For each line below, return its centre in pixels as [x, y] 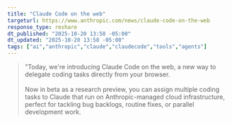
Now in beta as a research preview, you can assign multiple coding [122, 89]
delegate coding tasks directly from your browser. [97, 74]
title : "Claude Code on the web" [57, 14]
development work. [53, 112]
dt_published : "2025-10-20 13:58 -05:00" [69, 34]
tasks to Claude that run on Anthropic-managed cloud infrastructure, [124, 97]
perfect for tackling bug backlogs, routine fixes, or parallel [109, 104]
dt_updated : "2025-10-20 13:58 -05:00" [66, 40]
